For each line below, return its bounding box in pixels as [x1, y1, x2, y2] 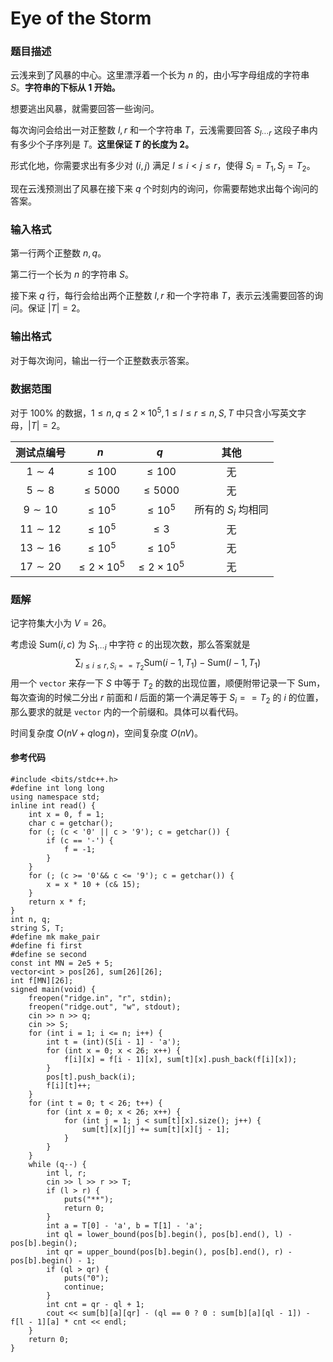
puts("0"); [63, 1273, 110, 1283]
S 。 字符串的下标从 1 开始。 [10, 82, 121, 94]
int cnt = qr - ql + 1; [46, 1299, 145, 1309]
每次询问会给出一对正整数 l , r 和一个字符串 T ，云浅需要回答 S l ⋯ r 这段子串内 [10, 124, 318, 139]
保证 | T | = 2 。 [27, 302, 86, 314]
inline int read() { [10, 800, 97, 811]
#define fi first [10, 940, 83, 951]
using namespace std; [10, 792, 101, 802]
